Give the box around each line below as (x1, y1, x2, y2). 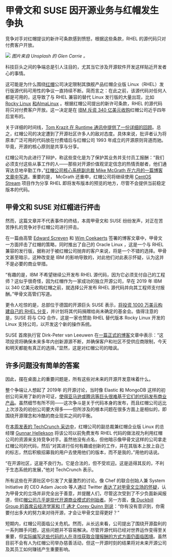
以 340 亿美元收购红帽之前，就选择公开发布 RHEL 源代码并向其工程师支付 (5, 284, 161, 290)
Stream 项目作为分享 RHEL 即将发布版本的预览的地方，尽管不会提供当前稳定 (5, 180, 166, 186)
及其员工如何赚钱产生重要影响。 (5, 546, 73, 552)
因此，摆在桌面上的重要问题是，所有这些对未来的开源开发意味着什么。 (5, 376, 154, 382)
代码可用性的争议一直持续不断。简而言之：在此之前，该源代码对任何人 (18, 87, 167, 94)
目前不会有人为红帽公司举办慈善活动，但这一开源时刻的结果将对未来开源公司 (5, 540, 167, 546)
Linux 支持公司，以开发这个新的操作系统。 (5, 321, 95, 327)
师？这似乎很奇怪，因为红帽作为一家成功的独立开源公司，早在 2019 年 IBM (5, 278, 162, 284)
